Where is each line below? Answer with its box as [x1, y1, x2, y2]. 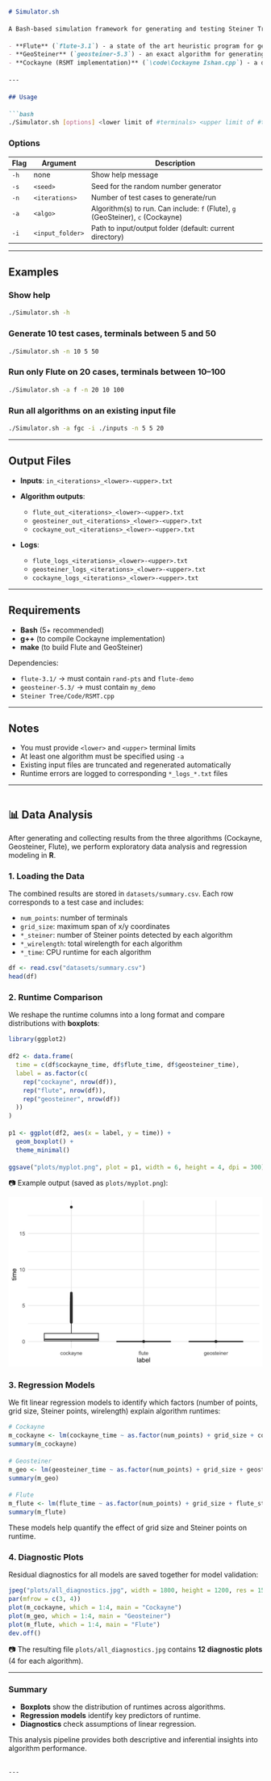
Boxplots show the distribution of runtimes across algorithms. [19, 1702, 226, 1712]
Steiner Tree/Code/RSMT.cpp [19, 692, 115, 700]
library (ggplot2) [8, 1035, 67, 1044]
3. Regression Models [8, 1380, 95, 1391]
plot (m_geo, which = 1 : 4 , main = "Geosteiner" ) [8, 1611, 172, 1620]
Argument [41, 158, 77, 168]
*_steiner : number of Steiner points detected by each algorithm [19, 930, 233, 940]
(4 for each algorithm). [8, 1656, 84, 1665]
